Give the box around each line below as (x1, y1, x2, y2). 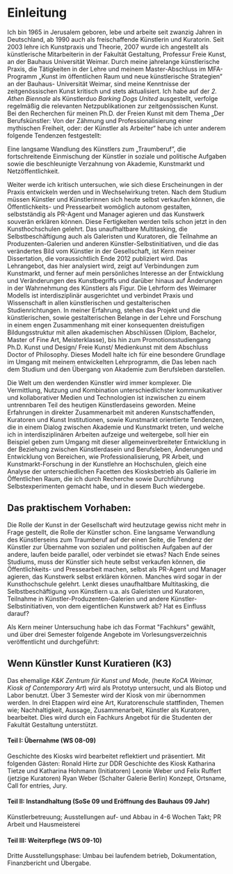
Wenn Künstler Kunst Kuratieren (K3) (7, 658, 172, 670)
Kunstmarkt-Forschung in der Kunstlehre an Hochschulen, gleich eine (7, 460, 207, 468)
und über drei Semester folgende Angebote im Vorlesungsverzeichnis (7, 630, 207, 638)
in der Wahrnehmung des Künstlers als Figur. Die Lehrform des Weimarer (7, 284, 217, 292)
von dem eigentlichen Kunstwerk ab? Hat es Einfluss (55, 601, 207, 610)
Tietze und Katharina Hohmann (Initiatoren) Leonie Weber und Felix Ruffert (7, 766, 221, 775)
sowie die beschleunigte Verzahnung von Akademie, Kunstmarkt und (7, 159, 205, 168)
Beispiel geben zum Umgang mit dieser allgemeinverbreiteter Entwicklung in (7, 437, 226, 446)
